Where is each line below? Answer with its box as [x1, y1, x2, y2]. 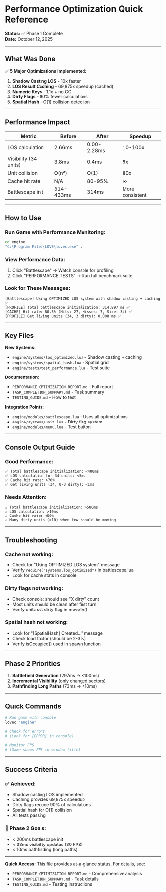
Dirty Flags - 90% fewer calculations [12, 94, 88, 99]
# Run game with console [5, 715, 56, 720]
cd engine [5, 240, 26, 245]
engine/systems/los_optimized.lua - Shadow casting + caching [12, 354, 142, 360]
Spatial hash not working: [5, 619, 68, 626]
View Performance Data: [5, 256, 66, 263]
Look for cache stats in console [12, 572, 77, 578]
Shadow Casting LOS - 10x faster [12, 78, 81, 84]
